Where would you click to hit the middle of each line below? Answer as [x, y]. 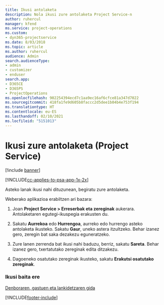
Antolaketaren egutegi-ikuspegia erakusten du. [60, 214]
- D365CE [14, 84]
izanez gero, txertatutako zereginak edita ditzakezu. [65, 249]
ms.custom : [16, 33]
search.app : [17, 79]
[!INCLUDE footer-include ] [32, 298]
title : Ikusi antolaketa [31, 10]
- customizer [19, 70]
